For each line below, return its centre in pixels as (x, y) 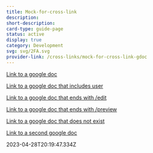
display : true (24, 40)
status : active (25, 34)
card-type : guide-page (35, 29)
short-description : (31, 23)
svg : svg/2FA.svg (28, 51)
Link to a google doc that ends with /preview (62, 109)
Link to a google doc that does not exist (55, 121)
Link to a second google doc (42, 132)
